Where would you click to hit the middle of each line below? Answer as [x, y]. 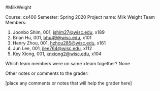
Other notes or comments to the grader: [47, 73]
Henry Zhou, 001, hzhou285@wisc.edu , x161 [59, 43]
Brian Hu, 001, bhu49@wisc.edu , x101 [52, 38]
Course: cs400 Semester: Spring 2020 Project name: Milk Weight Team [80, 17]
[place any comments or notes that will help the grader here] [69, 83]
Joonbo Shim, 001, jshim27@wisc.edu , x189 [59, 32]
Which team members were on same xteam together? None [68, 63]
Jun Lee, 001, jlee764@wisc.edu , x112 [52, 48]
